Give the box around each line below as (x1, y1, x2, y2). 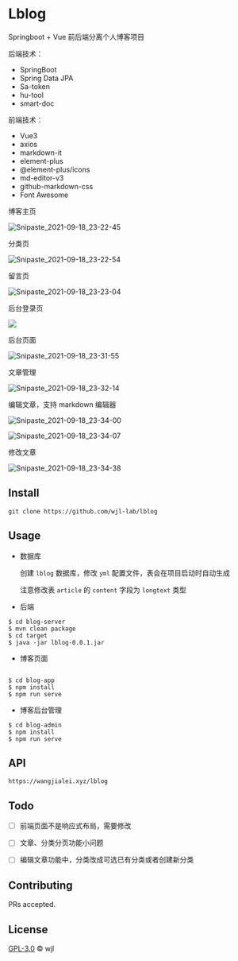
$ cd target (8, 631, 48, 640)
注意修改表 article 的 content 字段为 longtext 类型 (19, 585, 186, 595)
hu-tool (19, 90, 44, 99)
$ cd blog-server (8, 618, 66, 626)
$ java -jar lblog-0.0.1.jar (8, 638, 105, 646)
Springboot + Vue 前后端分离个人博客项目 (8, 32, 145, 41)
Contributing (8, 878, 73, 892)
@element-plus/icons (19, 165, 90, 174)
